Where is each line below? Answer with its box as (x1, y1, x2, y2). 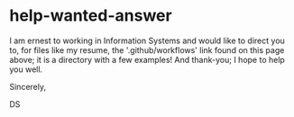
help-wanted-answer (9, 5, 173, 26)
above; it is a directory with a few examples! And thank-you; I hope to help (9, 54, 286, 65)
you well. (9, 64, 43, 75)
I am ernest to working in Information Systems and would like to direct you (9, 35, 286, 46)
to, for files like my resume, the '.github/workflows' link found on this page (9, 44, 285, 55)
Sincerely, (9, 81, 47, 92)
